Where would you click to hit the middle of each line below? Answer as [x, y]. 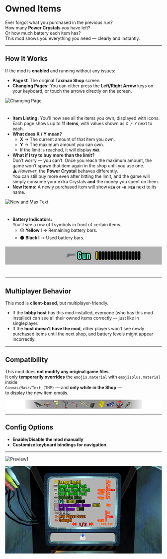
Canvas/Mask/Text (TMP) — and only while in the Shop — [64, 388]
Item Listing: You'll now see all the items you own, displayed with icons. [86, 118]
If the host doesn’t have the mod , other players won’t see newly [78, 329]
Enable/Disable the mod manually [48, 439]
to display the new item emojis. [37, 393]
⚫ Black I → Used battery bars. [52, 238]
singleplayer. [25, 323]
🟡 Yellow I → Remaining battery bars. [59, 230]
